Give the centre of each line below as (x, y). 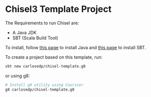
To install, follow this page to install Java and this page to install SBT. (75, 47)
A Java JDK (24, 32)
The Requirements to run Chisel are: (42, 23)
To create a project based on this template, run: (54, 57)
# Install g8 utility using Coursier (44, 85)
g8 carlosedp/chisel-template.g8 (40, 90)
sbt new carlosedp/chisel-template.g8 (45, 66)
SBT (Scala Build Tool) (35, 38)
